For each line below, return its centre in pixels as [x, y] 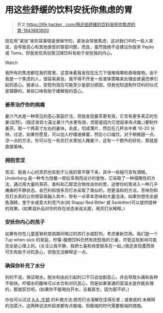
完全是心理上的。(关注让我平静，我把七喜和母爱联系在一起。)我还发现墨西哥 [80, 245]
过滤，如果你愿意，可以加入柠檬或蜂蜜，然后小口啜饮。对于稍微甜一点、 [86, 135]
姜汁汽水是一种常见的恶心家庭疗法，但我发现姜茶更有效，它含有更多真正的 [79, 116]
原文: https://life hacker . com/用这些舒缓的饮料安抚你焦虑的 [76, 24]
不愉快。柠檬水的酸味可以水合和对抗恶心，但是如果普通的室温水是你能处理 [79, 283]
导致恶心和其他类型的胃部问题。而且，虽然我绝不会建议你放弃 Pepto [86, 47]
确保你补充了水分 [25, 265]
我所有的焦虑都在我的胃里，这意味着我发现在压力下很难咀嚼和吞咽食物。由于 [81, 72]
